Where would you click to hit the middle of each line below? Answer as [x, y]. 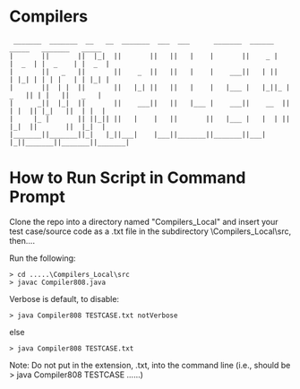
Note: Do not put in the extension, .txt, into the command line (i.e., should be [150, 365]
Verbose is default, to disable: [64, 298]
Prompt [37, 197]
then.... [22, 240]
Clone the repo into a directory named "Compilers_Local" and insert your [144, 221]
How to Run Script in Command [128, 178]
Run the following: [43, 258]
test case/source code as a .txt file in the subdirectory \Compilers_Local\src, [150, 231]
